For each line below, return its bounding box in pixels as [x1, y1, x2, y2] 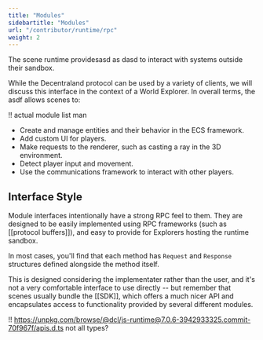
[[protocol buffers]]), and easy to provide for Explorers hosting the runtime [8, 228, 250, 237]
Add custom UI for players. [19, 134, 107, 144]
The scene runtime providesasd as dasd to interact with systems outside [8, 55, 243, 64]
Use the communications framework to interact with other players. [19, 167, 234, 177]
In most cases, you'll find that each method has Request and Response [8, 251, 232, 261]
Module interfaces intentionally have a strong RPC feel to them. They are [8, 211, 243, 221]
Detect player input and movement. [19, 159, 133, 169]
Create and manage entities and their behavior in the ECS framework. [19, 126, 245, 135]
